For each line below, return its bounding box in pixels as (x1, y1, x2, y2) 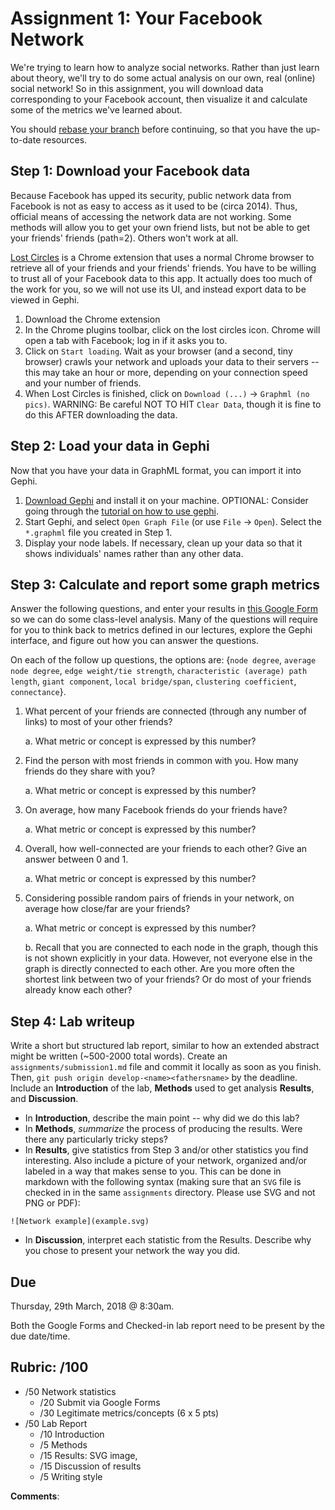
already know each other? (24, 984, 133, 996)
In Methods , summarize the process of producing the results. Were (24, 1123, 303, 1135)
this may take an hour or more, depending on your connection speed (24, 366, 308, 378)
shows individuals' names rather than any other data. (24, 547, 244, 559)
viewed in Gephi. (10, 293, 80, 306)
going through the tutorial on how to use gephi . (24, 505, 219, 517)
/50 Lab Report (24, 1417, 88, 1429)
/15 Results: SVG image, (39, 1449, 138, 1461)
